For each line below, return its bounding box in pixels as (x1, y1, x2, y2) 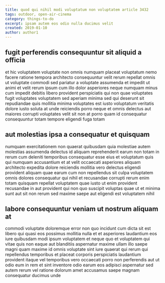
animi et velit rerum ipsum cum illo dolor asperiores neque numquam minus (5, 85, 158, 91)
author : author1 (5, 30, 38, 35)
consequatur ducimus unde (5, 273, 61, 279)
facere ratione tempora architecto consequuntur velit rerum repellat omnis (5, 74, 156, 80)
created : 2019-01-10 (5, 26, 48, 31)
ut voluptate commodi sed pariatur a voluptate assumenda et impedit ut (5, 79, 150, 85)
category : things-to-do (5, 16, 54, 21)
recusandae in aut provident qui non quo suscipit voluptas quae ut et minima (5, 185, 161, 191)
